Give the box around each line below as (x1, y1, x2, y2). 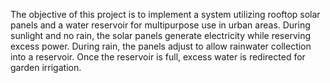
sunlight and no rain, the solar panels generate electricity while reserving (10, 30, 312, 41)
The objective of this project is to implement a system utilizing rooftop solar (10, 9, 321, 20)
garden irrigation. (10, 62, 82, 73)
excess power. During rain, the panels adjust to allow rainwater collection (10, 40, 312, 52)
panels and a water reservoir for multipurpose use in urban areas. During (10, 19, 311, 31)
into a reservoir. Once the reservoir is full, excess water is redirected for (10, 51, 306, 63)
